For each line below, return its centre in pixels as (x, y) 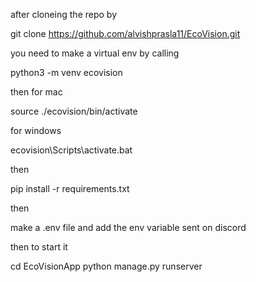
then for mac (36, 92)
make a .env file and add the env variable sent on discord (128, 227)
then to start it (39, 247)
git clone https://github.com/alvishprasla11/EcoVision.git (125, 33)
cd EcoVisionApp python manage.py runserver (106, 266)
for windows (36, 130)
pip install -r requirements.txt (70, 188)
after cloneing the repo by (64, 14)
